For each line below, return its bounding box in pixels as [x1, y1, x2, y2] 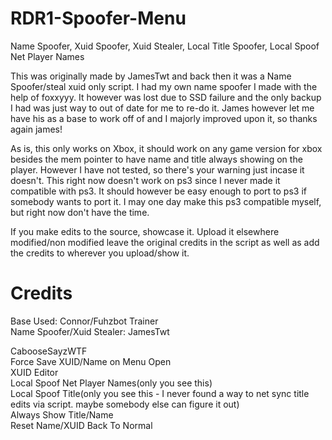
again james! [10, 123, 63, 135]
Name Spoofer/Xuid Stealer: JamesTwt [10, 325, 170, 337]
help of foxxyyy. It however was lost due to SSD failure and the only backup [10, 91, 322, 103]
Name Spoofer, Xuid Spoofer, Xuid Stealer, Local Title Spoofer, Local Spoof [10, 40, 320, 52]
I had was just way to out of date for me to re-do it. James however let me [10, 102, 315, 114]
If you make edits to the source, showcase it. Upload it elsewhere [10, 225, 280, 237]
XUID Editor [10, 366, 59, 378]
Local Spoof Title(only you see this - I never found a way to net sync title [10, 387, 310, 399]
